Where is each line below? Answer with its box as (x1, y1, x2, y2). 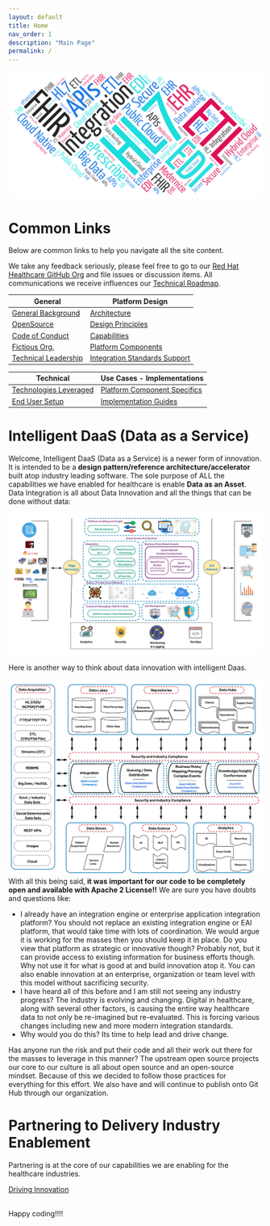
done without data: (8, 497, 71, 507)
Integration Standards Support (89, 353, 191, 363)
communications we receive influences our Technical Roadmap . (8, 279, 221, 289)
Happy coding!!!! (8, 1208, 64, 1218)
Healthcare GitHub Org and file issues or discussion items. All (8, 270, 213, 280)
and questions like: (8, 893, 71, 903)
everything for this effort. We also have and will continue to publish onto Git (8, 1079, 259, 1089)
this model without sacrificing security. (19, 978, 149, 988)
